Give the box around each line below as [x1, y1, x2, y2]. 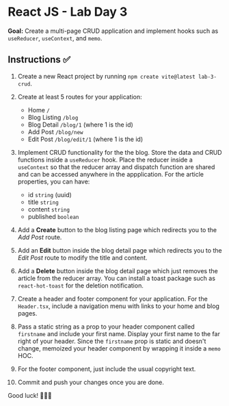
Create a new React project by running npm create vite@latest [17, 72, 196, 80]
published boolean [27, 212, 79, 220]
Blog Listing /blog [27, 113, 79, 121]
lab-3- [198, 73, 217, 80]
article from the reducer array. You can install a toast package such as [17, 274, 216, 282]
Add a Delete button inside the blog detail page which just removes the [17, 266, 218, 275]
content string [27, 205, 70, 213]
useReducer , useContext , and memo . [8, 34, 103, 42]
